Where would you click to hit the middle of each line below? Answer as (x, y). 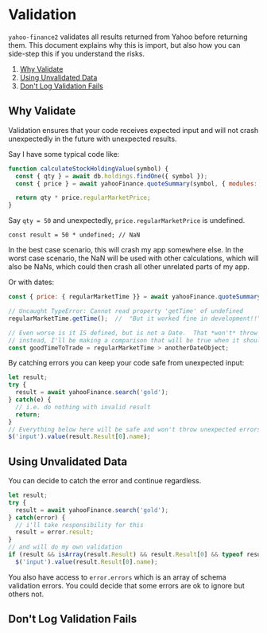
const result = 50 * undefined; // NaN (74, 235)
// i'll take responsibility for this (80, 525)
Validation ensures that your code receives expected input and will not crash (133, 130)
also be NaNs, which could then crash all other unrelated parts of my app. (129, 267)
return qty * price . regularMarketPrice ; (83, 198)
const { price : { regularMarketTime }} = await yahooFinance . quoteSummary (135, 297)
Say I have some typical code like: (64, 154)
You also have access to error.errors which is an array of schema (117, 577)
